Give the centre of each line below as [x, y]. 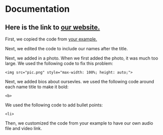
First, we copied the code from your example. [51, 39]
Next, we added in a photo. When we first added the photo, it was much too [82, 58]
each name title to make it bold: [37, 87]
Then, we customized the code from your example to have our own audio [79, 123]
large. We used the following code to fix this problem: [59, 63]
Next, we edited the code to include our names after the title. [67, 49]
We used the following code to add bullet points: [54, 105]
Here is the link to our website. [53, 27]
